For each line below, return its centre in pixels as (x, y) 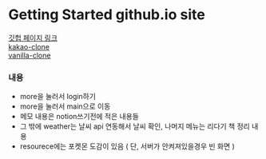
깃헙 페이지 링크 (33, 38)
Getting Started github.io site (107, 15)
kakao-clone (29, 46)
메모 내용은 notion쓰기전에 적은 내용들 (79, 117)
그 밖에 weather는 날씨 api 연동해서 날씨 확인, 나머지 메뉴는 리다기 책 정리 (135, 126)
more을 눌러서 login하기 (58, 97)
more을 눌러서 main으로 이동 (65, 106)
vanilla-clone (30, 55)
